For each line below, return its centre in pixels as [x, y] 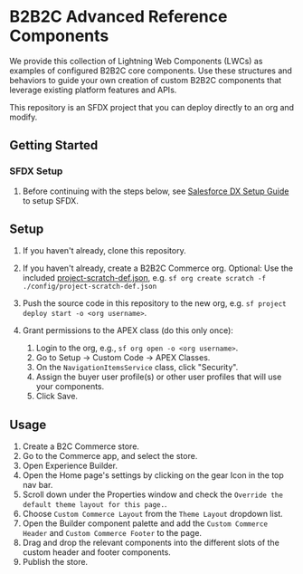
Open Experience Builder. [70, 466]
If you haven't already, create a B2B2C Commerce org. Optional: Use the [158, 268]
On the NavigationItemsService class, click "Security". [137, 368]
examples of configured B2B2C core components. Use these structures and [151, 71]
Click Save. [57, 397]
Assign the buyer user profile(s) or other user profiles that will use [159, 377]
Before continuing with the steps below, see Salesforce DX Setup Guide [156, 191]
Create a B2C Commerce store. [81, 446]
